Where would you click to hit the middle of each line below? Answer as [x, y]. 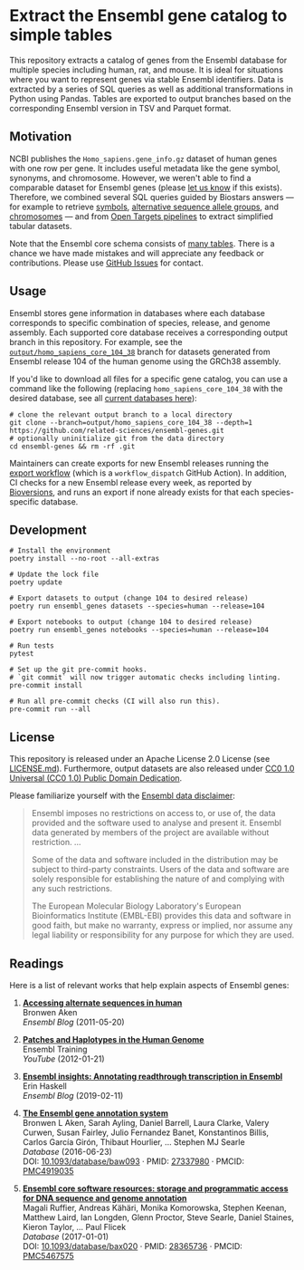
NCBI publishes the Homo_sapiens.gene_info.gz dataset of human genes [143, 159]
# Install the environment [60, 551]
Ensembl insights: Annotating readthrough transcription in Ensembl [152, 1076]
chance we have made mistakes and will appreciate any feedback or [137, 253]
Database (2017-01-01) [66, 1236]
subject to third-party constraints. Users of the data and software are [160, 870]
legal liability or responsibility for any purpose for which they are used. [163, 935]
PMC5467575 [48, 1256]
